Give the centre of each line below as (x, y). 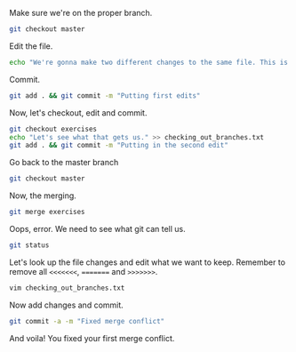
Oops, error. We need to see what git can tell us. (98, 229)
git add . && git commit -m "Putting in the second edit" (119, 146)
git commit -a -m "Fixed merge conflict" (87, 321)
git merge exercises (48, 212)
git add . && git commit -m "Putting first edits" (105, 96)
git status (29, 245)
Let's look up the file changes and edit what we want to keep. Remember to (148, 262)
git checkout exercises (53, 129)
